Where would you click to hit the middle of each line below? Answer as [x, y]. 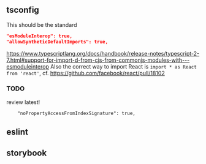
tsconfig [23, 10]
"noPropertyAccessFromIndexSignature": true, [77, 113]
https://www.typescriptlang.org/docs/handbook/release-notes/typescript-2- [103, 53]
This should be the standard [42, 24]
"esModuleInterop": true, [39, 36]
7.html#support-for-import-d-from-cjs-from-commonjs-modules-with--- [98, 60]
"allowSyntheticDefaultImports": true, [57, 42]
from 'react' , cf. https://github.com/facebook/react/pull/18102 [86, 73]
